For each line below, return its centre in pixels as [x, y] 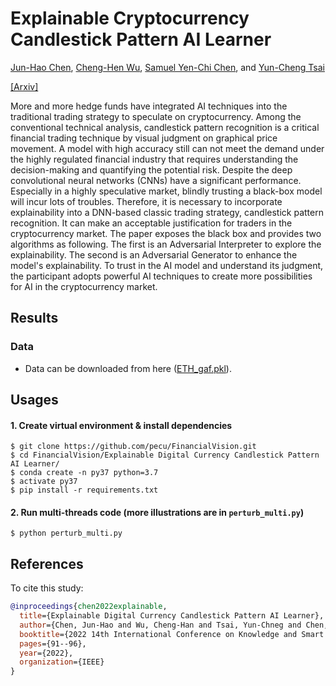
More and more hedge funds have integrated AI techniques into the [149, 106]
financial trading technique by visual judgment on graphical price [144, 138]
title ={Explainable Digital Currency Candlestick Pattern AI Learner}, [172, 616]
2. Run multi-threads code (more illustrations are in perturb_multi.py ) [157, 512]
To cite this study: [47, 588]
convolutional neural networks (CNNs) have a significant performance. [156, 180]
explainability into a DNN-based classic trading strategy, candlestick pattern [167, 212]
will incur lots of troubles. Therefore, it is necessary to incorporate [146, 201]
